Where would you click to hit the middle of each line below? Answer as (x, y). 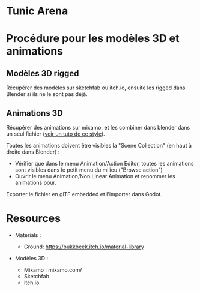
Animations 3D (35, 113)
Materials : (28, 235)
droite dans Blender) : (33, 152)
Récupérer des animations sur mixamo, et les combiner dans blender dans (98, 127)
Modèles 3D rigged (43, 73)
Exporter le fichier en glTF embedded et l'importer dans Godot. (84, 194)
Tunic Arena (37, 11)
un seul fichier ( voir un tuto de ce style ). (56, 134)
